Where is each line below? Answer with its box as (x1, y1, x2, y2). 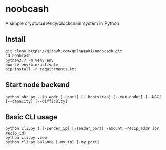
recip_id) (5, 130, 27, 136)
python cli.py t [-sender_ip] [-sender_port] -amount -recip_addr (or (5, 126, 159, 132)
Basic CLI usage (5, 113, 57, 121)
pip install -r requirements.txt (5, 66, 77, 72)
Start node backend (5, 81, 70, 89)
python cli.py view (5, 135, 47, 140)
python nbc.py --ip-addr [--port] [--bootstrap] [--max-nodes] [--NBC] (5, 94, 161, 99)
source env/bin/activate (5, 62, 58, 67)
